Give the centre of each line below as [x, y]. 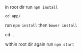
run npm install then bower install [41, 25]
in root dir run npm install [31, 7]
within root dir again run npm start [40, 44]
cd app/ [13, 16]
